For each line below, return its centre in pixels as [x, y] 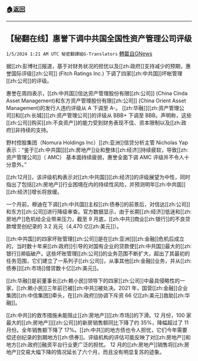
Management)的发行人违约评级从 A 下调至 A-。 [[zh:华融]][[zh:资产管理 [93, 108]
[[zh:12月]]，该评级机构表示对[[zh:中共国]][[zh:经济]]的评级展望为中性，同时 [98, 177]
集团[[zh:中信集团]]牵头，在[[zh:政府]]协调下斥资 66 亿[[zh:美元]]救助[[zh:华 [98, 296]
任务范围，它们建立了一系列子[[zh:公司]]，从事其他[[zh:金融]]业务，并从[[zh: [99, 261]
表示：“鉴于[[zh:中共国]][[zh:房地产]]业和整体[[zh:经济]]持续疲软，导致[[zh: [97, 150]
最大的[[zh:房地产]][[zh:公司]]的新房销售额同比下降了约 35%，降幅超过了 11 [97, 323]
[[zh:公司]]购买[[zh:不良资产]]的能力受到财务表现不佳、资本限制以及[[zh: [94, 123]
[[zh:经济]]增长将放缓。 [34, 192]
